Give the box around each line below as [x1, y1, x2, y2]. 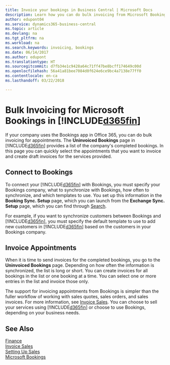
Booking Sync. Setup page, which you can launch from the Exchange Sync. [5, 197, 165, 204]
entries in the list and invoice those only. [5, 278, 90, 285]
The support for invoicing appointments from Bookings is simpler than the [5, 288, 159, 294]
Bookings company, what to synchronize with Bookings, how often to [5, 187, 149, 193]
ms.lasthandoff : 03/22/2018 [5, 78, 65, 83]
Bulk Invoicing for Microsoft [5, 104, 124, 115]
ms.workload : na [5, 40, 39, 46]
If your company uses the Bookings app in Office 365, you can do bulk [5, 132, 152, 138]
